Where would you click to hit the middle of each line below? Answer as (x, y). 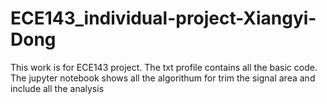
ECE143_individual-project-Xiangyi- (163, 18)
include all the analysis (57, 88)
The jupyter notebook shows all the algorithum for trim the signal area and (163, 78)
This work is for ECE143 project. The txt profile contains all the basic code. (164, 67)
